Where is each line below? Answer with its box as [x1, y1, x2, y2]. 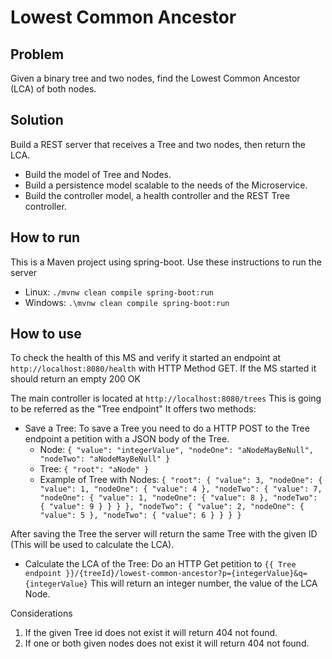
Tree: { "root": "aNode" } [39, 463, 150, 475]
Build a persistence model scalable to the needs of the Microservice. [24, 179, 308, 191]
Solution [10, 112, 64, 129]
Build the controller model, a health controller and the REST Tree [24, 189, 291, 201]
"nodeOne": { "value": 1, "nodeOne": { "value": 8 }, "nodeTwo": [39, 493, 318, 503]
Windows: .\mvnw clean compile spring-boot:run [24, 296, 230, 308]
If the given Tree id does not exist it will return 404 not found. [24, 627, 278, 639]
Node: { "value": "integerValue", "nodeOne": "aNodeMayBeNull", [39, 444, 314, 456]
